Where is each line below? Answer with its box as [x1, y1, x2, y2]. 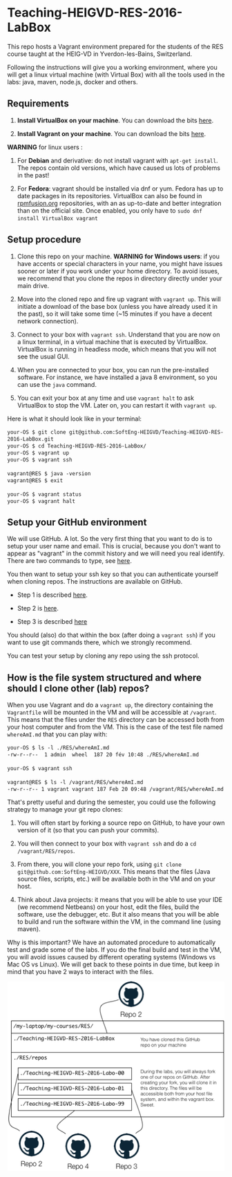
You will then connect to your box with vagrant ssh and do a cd [17, 839, 197, 848]
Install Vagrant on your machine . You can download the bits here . [17, 129, 206, 137]
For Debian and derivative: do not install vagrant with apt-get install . [17, 156, 219, 164]
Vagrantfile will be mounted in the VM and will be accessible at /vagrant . [7, 708, 217, 716]
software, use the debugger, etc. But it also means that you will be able [17, 910, 220, 919]
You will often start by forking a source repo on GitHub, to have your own [17, 819, 225, 827]
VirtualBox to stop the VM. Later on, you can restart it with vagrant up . [17, 401, 217, 409]
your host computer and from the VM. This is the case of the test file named [7, 723, 223, 731]
